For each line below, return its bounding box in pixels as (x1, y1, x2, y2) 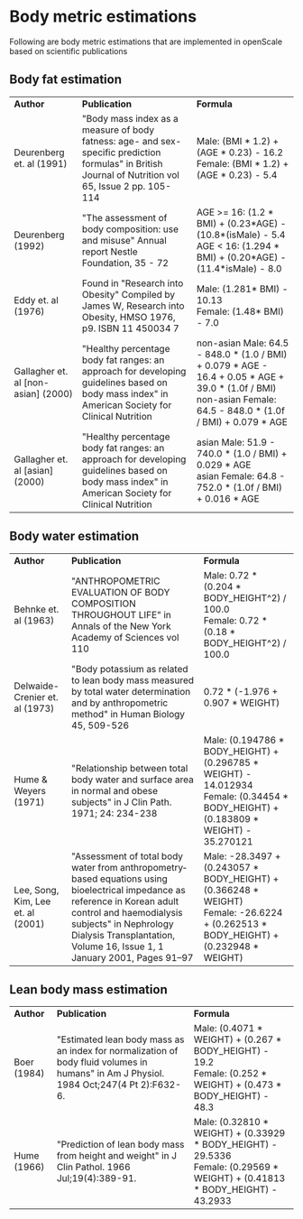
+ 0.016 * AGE (196, 492, 260, 504)
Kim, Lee (14, 895, 51, 908)
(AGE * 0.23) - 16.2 (196, 146, 284, 159)
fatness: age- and (81, 134, 160, 147)
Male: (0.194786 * (203, 734, 285, 746)
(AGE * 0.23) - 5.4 (196, 169, 278, 181)
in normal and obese (70, 784, 159, 797)
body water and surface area (70, 773, 194, 786)
